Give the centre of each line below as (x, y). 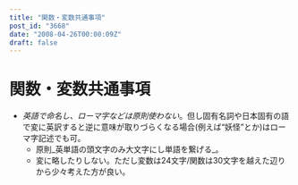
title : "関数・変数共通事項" (57, 17)
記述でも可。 (62, 139)
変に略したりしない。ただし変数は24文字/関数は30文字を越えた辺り (161, 161)
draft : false (34, 42)
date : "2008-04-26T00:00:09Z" (66, 34)
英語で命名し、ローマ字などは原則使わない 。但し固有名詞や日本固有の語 (155, 116)
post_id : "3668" (39, 26)
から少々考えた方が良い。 (83, 172)
